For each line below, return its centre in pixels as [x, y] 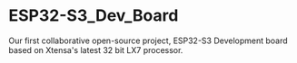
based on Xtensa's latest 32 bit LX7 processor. [96, 49]
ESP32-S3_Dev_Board [94, 16]
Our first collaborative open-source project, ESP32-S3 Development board [148, 40]
